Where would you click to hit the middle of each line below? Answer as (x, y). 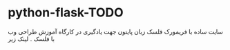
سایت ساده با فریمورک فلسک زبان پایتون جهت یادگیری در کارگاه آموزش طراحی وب (116, 32)
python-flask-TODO (66, 13)
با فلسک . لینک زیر (31, 38)
